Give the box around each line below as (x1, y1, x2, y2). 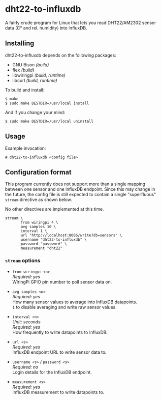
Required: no (12, 364, 38, 370)
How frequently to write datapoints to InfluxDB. (12, 329, 108, 335)
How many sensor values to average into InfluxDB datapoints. (12, 299, 137, 305)
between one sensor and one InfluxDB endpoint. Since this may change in (5, 186, 155, 192)
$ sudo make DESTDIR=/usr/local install (5, 101, 90, 106)
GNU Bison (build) (12, 61, 49, 67)
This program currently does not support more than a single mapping (5, 181, 146, 187)
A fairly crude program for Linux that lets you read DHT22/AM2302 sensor (5, 20, 156, 26)
